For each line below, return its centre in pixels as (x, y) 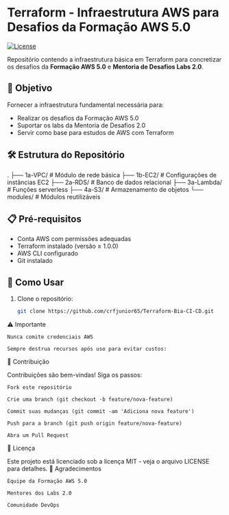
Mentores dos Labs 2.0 (39, 493)
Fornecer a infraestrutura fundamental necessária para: (86, 105)
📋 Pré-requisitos (45, 219)
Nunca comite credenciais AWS (50, 337)
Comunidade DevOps (33, 505)
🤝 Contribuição (28, 362)
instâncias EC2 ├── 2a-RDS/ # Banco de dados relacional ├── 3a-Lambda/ (115, 182)
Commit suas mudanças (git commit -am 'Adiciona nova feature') (101, 412)
